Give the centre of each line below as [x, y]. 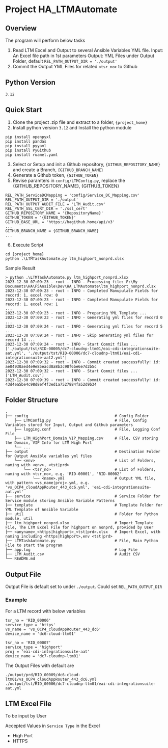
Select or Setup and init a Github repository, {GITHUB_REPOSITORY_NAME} [86, 164]
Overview [21, 28]
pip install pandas [26, 141]
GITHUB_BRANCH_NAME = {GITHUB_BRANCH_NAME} [52, 231]
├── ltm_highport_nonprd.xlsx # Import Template [79, 523]
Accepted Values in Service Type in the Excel [53, 726]
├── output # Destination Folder [83, 452]
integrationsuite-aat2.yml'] [36, 358]
